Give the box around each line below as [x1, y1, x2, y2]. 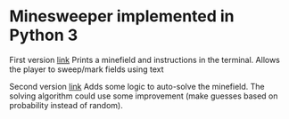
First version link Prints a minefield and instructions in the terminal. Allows [9, 54, 281, 65]
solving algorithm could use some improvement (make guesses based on [9, 91, 278, 101]
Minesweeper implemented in [9, 6, 235, 27]
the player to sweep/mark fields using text [9, 64, 164, 75]
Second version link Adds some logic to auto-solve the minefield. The [9, 81, 265, 91]
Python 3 [9, 25, 78, 45]
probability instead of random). [9, 99, 123, 110]
